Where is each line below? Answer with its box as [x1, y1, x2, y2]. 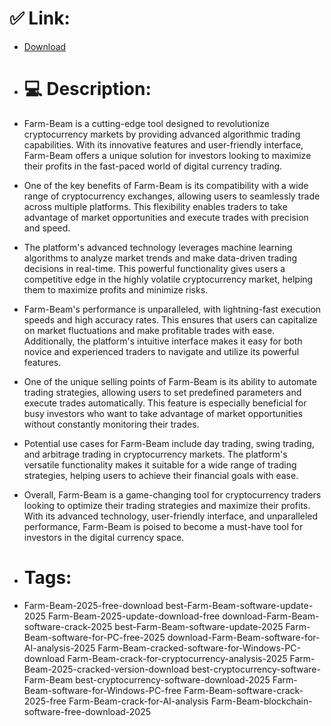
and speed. [23, 222, 71, 234]
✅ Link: [9, 7, 71, 30]
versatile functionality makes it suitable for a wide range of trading [23, 458, 297, 471]
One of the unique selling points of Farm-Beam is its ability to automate [23, 375, 317, 387]
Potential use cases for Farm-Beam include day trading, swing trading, [23, 437, 315, 449]
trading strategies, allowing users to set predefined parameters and [23, 386, 302, 398]
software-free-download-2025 [23, 705, 151, 717]
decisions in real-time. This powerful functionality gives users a [23, 262, 286, 274]
